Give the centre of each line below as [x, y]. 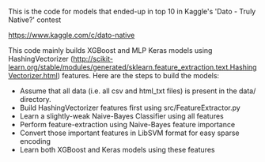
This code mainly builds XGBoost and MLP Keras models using [110, 50]
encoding [35, 141]
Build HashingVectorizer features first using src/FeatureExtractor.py [130, 107]
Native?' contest [35, 20]
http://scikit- [93, 59]
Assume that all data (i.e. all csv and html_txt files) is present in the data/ [138, 91]
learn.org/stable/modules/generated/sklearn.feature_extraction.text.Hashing [132, 67]
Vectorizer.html [33, 75]
